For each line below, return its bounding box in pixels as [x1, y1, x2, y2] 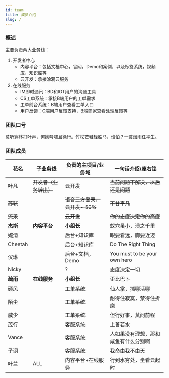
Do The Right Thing [110, 241, 156, 248]
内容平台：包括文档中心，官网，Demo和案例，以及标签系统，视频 [20, 63, 156, 69]
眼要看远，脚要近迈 [110, 232, 155, 239]
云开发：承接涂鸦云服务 [20, 76, 69, 82]
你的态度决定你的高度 [110, 213, 160, 220]
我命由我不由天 [110, 347, 145, 354]
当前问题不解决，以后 [110, 179, 160, 186]
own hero [110, 257, 132, 264]
